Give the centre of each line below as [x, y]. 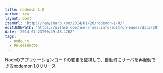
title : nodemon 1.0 [25, 9]
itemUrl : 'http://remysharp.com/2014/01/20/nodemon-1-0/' [65, 23]
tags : [10, 37]
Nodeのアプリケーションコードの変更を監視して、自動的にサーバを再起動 [78, 60]
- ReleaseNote [24, 45]
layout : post [18, 18]
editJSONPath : [19, 28]
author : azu [17, 14]
